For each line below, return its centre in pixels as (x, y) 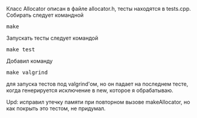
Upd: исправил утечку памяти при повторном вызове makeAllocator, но (98, 102)
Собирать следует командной (45, 15)
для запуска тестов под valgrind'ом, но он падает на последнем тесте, (97, 84)
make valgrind (27, 73)
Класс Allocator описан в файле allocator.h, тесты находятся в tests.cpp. (99, 9)
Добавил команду (30, 61)
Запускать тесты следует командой (52, 38)
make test (20, 50)
